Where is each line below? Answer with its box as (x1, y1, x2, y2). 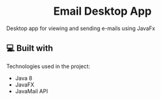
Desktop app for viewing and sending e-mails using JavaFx (6, 25, 156, 32)
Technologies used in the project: (6, 63, 90, 70)
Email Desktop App (53, 4, 152, 18)
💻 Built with (6, 43, 54, 53)
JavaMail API (15, 87, 48, 94)
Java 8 (15, 74, 32, 82)
